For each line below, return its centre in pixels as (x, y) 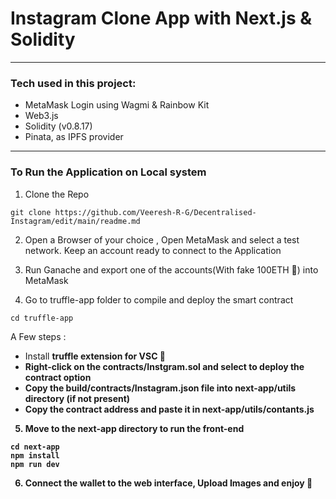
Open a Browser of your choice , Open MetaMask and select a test (162, 239)
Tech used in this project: (73, 83)
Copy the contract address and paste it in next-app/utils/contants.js (169, 409)
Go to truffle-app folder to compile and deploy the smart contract (159, 299)
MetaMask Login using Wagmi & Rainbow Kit (117, 105)
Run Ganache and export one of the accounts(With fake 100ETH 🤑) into (171, 269)
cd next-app (35, 447)
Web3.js (41, 116)
